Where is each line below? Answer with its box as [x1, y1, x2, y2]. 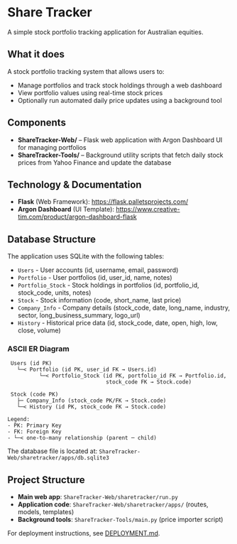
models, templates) [17, 508, 75, 516]
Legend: [7, 416, 31, 423]
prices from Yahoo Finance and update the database [17, 158, 172, 167]
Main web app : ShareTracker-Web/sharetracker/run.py [17, 493, 179, 501]
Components [7, 116, 66, 129]
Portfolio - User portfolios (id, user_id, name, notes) [17, 273, 172, 282]
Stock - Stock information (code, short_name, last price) [17, 296, 182, 305]
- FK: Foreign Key [7, 428, 62, 435]
